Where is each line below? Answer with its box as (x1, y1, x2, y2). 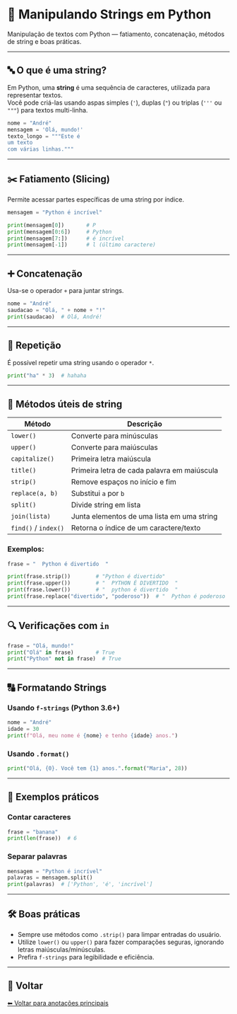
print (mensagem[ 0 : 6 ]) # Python (7, 228, 112, 236)
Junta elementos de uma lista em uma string (71, 512, 218, 522)
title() (11, 466, 37, 475)
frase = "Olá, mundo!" (7, 642, 74, 650)
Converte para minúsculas (71, 431, 159, 441)
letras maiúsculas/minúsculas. (17, 945, 106, 954)
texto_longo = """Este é (7, 132, 80, 140)
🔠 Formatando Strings (7, 681, 107, 693)
